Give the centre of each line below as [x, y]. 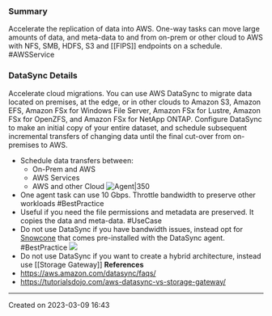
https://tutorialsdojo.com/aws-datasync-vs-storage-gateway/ [123, 281]
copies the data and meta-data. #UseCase [91, 221]
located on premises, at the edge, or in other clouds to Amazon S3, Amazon [135, 102]
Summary [28, 11]
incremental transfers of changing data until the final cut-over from [120, 136]
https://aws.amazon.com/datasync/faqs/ [88, 273]
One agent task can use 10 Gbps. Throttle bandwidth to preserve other [138, 195]
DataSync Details [43, 76]
